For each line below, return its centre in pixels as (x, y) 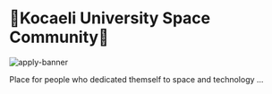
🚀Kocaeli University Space (110, 18)
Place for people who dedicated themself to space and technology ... (136, 79)
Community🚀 (59, 37)
